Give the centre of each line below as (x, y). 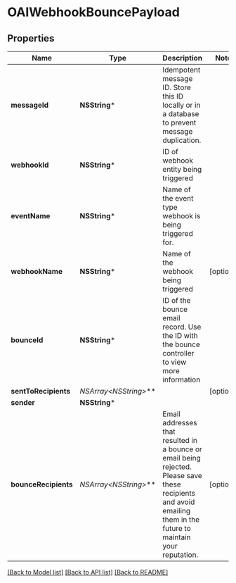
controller (178, 353)
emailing (177, 511)
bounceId (27, 340)
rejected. (177, 467)
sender (23, 402)
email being (182, 458)
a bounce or (182, 449)
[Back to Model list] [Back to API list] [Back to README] (88, 572)
